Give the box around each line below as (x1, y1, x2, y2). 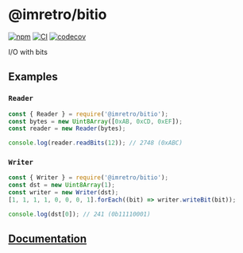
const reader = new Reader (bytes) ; (8, 125, 126, 132)
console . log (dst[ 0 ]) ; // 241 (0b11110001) (8, 210, 151, 218)
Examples (8, 70, 58, 84)
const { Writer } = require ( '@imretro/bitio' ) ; (8, 174, 169, 182)
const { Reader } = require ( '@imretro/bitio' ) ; (8, 109, 169, 118)
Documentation (8, 232, 87, 246)
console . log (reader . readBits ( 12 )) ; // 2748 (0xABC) (8, 139, 183, 148)
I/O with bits (8, 47, 48, 56)
